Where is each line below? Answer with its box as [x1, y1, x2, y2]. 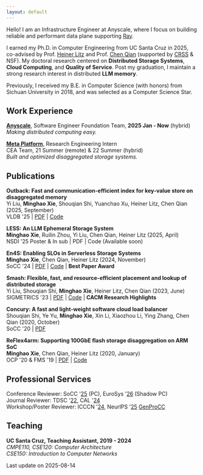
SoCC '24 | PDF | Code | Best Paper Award [6, 263, 115, 270]
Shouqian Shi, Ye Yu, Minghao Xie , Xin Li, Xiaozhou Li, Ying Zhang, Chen [6, 312, 190, 320]
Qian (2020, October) [6, 318, 60, 326]
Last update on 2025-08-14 [6, 462, 76, 469]
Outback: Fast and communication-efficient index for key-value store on [6, 187, 193, 195]
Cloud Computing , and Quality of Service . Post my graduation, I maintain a [6, 63, 196, 71]
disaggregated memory [6, 193, 67, 201]
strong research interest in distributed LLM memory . [6, 70, 138, 77]
